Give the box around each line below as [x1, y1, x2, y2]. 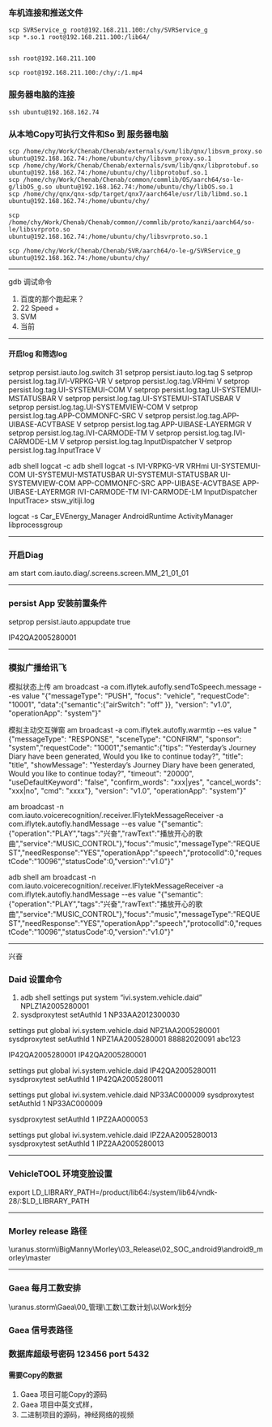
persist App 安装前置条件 [8, 598, 108, 609]
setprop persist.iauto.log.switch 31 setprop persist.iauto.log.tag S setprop [8, 368, 253, 378]
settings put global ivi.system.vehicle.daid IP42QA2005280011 [8, 1066, 217, 1075]
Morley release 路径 [8, 1225, 87, 1236]
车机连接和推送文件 [8, 6, 83, 18]
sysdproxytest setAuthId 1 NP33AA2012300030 [19, 1010, 181, 1020]
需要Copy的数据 [8, 1370, 62, 1380]
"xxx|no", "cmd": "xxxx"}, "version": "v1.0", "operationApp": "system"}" [8, 785, 247, 795]
